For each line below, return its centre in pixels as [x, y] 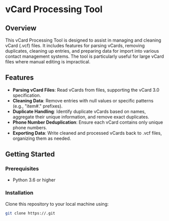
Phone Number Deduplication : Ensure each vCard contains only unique [88, 122]
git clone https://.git [30, 213]
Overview [21, 28]
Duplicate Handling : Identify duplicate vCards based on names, [79, 111]
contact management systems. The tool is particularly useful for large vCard [85, 56]
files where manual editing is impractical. [48, 62]
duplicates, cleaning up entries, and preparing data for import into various [82, 51]
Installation [19, 193]
